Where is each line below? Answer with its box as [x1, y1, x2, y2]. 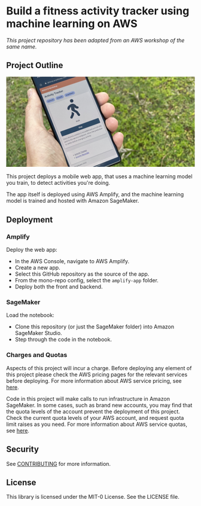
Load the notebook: [6, 312, 55, 319]
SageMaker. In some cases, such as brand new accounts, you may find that [6, 401, 193, 409]
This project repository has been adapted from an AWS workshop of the [6, 36, 185, 44]
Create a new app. [14, 264, 61, 272]
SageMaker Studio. [14, 330, 62, 337]
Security [6, 444, 39, 455]
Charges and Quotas [6, 351, 68, 359]
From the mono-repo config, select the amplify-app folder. [14, 277, 159, 284]
